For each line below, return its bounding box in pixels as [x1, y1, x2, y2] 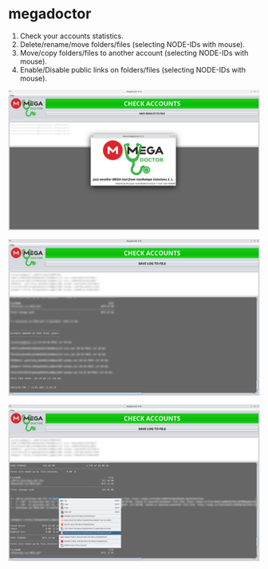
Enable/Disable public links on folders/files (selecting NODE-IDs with [19, 65, 246, 74]
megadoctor [8, 5, 92, 23]
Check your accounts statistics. [19, 31, 124, 41]
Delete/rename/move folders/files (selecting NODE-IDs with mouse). [19, 39, 246, 49]
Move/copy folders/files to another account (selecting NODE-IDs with [19, 48, 249, 57]
